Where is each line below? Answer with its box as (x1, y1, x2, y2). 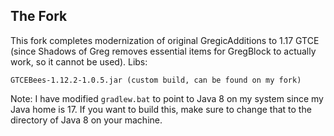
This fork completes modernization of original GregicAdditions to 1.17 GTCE (10, 34, 320, 46)
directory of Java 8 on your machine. (10, 114, 163, 126)
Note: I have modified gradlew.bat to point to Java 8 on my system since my (10, 92, 324, 104)
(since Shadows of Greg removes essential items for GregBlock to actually (10, 45, 317, 57)
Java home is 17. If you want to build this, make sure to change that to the (10, 103, 312, 115)
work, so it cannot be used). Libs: (10, 55, 148, 68)
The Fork (10, 8, 68, 25)
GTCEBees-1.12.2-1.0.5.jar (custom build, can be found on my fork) (10, 75, 302, 85)
